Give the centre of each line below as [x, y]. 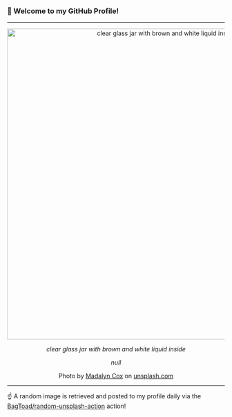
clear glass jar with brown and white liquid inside [116, 349]
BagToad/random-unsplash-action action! [67, 406]
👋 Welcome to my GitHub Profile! [63, 11]
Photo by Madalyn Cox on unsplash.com [116, 376]
